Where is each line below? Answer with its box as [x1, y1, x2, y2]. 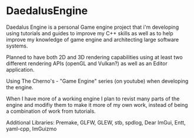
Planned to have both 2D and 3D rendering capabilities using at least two [6, 53, 183, 60]
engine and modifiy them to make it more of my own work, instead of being [6, 101, 188, 108]
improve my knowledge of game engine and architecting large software [6, 36, 179, 43]
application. [6, 66, 35, 73]
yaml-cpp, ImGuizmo [6, 125, 57, 132]
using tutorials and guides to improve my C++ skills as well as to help [6, 29, 173, 36]
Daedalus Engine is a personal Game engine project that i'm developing [6, 23, 179, 31]
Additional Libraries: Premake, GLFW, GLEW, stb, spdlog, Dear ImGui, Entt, [6, 119, 186, 126]
